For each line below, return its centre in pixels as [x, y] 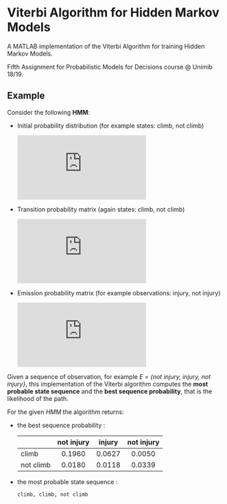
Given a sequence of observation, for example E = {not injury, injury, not [109, 376]
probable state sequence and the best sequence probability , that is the [110, 391]
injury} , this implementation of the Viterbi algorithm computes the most [108, 384]
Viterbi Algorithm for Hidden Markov [113, 13]
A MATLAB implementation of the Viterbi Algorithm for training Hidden [106, 46]
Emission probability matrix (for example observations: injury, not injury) [119, 293]
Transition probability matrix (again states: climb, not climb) [101, 209]
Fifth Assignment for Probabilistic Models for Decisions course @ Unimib [110, 67]
